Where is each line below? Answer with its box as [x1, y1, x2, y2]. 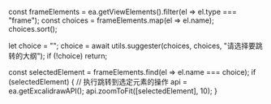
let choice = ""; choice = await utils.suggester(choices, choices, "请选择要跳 [8, 41, 264, 50]
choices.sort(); [8, 24, 58, 33]
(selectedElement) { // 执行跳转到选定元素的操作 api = [8, 77, 188, 86]
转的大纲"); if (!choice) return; [8, 51, 108, 60]
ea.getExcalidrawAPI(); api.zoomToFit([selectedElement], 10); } [8, 86, 217, 96]
